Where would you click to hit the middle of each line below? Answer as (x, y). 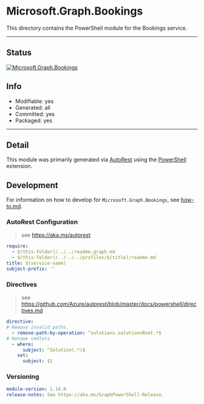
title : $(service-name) (36, 263)
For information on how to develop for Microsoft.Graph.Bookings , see (93, 200)
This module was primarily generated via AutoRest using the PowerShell (97, 160)
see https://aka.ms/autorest (56, 235)
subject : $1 (37, 361)
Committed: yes (35, 114)
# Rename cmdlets (28, 338)
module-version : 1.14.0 (36, 389)
